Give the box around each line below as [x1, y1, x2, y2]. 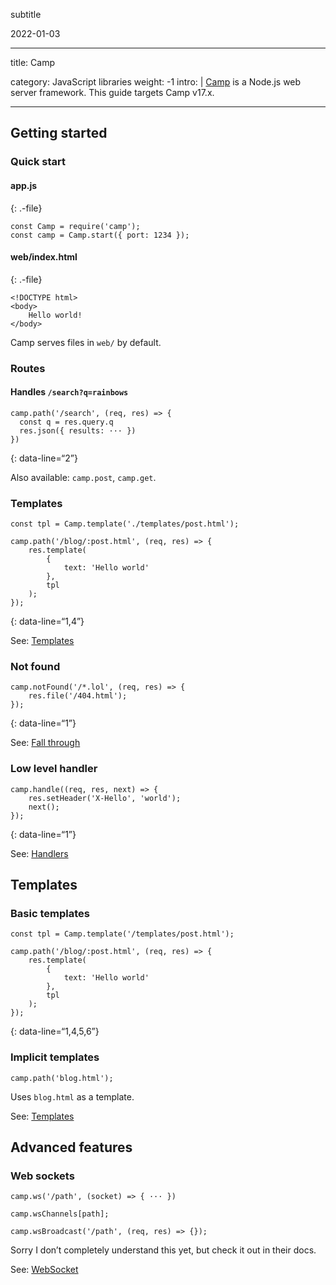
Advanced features [10, 1139, 133, 1156]
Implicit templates [10, 1050, 100, 1064]
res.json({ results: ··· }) [19, 425, 137, 436]
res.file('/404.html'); [28, 691, 128, 701]
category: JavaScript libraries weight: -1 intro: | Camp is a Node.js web [10, 76, 302, 88]
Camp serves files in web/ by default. [10, 336, 162, 348]
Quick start [10, 155, 67, 169]
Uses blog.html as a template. [10, 1090, 135, 1103]
